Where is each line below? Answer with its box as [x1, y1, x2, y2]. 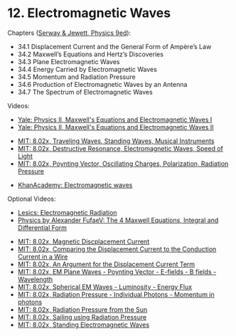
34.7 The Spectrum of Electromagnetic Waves [17, 88, 153, 96]
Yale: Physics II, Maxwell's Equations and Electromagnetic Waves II [17, 122, 215, 131]
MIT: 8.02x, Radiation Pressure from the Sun [17, 305, 148, 314]
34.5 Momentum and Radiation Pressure [17, 73, 136, 81]
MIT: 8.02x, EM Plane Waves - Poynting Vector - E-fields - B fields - [17, 267, 217, 275]
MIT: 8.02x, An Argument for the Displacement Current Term [17, 260, 195, 268]
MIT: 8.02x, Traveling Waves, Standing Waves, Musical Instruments [17, 137, 215, 145]
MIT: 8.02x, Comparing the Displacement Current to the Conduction [17, 244, 217, 253]
